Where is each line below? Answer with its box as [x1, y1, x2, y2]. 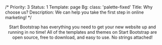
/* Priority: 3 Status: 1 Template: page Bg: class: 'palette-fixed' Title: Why [5, 4, 153, 10]
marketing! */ [5, 15, 32, 20]
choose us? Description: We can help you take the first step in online [5, 9, 144, 15]
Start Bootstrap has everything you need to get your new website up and [9, 24, 156, 30]
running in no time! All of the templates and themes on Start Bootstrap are [8, 29, 157, 35]
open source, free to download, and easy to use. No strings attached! [12, 34, 153, 40]
